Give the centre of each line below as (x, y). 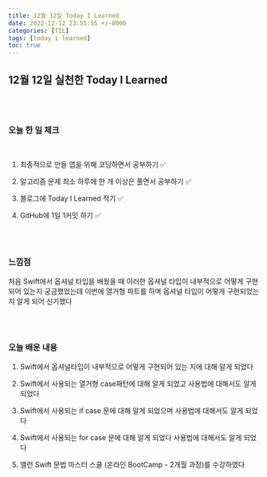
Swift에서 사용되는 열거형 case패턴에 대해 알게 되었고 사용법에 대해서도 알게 (138, 384)
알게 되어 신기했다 (44, 301)
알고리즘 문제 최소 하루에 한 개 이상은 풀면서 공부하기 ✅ (106, 181)
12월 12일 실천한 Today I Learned (88, 79)
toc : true (25, 46)
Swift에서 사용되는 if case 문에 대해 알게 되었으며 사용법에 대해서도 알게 (132, 410)
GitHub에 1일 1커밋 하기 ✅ (60, 216)
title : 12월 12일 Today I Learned (64, 16)
